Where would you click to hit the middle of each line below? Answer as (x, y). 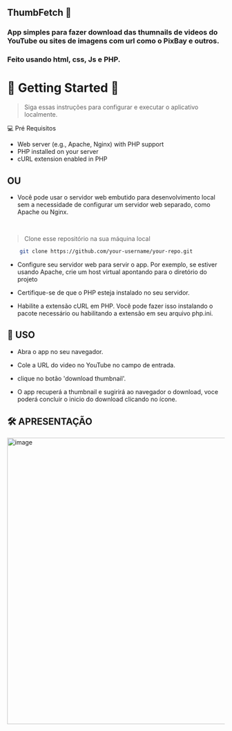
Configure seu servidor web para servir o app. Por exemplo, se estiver (117, 264)
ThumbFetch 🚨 (39, 13)
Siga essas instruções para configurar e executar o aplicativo (111, 107)
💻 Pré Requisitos (32, 128)
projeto (27, 279)
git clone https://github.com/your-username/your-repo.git (106, 251)
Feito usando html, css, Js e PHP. (64, 59)
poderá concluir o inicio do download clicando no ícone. (97, 399)
